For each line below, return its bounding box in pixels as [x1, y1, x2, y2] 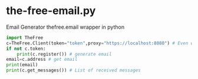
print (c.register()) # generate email [16, 51, 112, 57]
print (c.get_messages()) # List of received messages [6, 67, 141, 74]
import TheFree [6, 35, 44, 40]
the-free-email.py [6, 4, 96, 18]
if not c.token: [6, 46, 46, 51]
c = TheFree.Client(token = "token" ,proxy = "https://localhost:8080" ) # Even [6, 40, 189, 46]
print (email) [6, 62, 38, 68]
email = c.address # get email [6, 57, 78, 63]
